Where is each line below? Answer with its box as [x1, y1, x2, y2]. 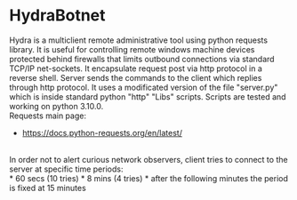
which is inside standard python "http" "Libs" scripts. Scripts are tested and [9, 91, 286, 102]
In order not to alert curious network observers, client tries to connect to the [9, 154, 288, 164]
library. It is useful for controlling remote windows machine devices [9, 44, 255, 54]
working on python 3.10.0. [9, 100, 104, 111]
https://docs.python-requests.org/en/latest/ [21, 127, 182, 138]
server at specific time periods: [9, 164, 124, 174]
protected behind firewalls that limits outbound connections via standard [9, 53, 275, 64]
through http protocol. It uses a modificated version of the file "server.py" [9, 82, 278, 92]
